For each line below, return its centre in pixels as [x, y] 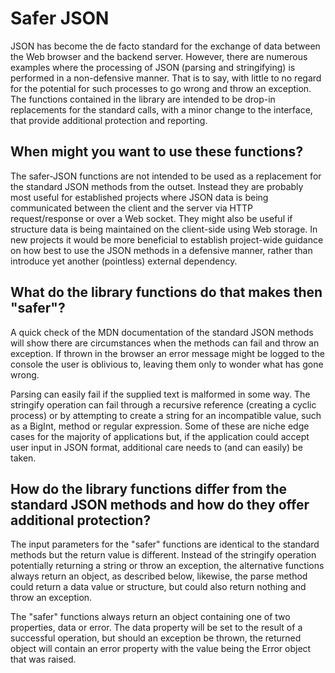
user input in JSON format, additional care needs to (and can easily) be [156, 447]
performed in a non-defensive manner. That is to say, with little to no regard [166, 78]
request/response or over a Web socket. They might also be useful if [151, 218]
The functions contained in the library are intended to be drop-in [143, 99]
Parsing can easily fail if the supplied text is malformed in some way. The [160, 394]
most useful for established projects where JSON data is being [139, 197]
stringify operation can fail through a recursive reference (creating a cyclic [163, 404]
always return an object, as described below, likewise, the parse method [159, 576]
